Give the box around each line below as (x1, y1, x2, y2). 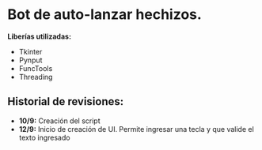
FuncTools (18, 63, 53, 73)
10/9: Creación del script (18, 116, 101, 126)
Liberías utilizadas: (7, 32, 72, 41)
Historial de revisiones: (7, 95, 124, 108)
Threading (18, 72, 53, 81)
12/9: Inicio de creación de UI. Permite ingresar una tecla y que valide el (18, 124, 254, 133)
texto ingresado (18, 133, 70, 142)
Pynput (18, 55, 43, 65)
